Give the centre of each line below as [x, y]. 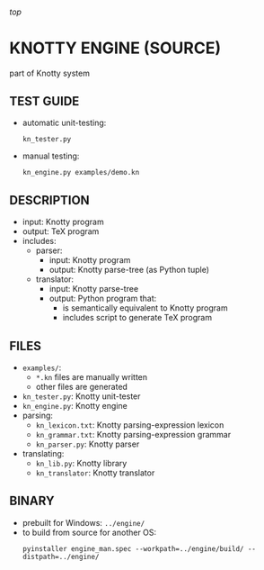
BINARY [32, 501]
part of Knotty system [49, 73]
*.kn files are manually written [92, 376]
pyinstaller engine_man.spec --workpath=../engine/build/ [133, 548]
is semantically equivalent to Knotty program [145, 308]
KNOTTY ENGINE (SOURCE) [115, 48]
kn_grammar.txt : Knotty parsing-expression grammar [133, 434]
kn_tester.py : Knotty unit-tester [81, 396]
